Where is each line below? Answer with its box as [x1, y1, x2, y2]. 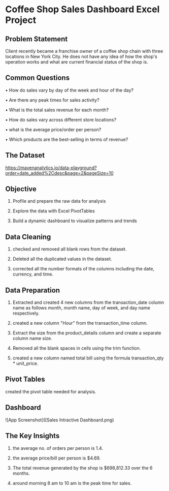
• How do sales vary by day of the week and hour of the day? [5, 87, 134, 93]
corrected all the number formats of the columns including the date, [12, 266, 155, 272]
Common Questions [5, 74, 70, 82]
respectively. [12, 310, 40, 316]
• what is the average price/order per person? [5, 126, 102, 133]
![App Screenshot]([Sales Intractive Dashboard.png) [5, 417, 114, 423]
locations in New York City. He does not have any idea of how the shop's [5, 53, 157, 59]
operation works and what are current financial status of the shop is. [5, 59, 148, 65]
